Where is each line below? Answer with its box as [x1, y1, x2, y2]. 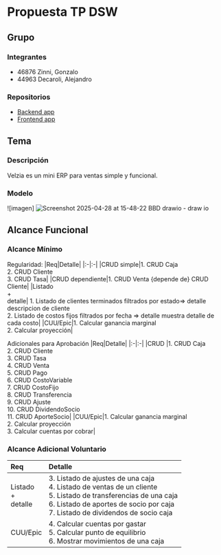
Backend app [16, 108, 55, 116]
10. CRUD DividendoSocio [7, 405, 80, 413]
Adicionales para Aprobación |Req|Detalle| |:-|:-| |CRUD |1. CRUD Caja [7, 339, 206, 347]
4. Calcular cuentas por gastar [48, 519, 146, 529]
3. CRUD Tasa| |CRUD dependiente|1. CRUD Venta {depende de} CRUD [7, 274, 209, 283]
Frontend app [16, 115, 56, 124]
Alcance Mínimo [7, 245, 63, 254]
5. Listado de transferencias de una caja [48, 491, 178, 501]
